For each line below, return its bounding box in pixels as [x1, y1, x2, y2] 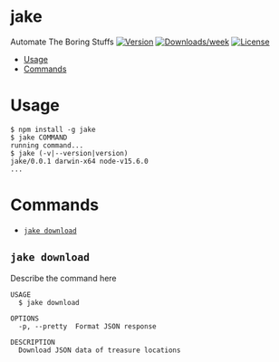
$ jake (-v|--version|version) [10, 148, 129, 157]
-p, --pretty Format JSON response [18, 321, 157, 331]
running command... [10, 140, 84, 150]
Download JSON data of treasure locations [18, 346, 181, 355]
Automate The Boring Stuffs [10, 36, 114, 47]
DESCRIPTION [10, 338, 55, 347]
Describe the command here [10, 272, 117, 283]
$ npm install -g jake [10, 125, 96, 134]
